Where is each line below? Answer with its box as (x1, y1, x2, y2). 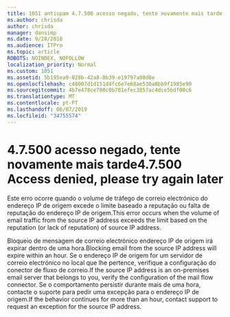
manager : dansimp (7, 29, 57, 36)
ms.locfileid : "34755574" (7, 112, 81, 119)
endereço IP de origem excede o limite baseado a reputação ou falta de (7, 201, 210, 210)
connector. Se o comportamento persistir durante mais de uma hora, (7, 280, 201, 289)
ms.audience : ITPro (7, 42, 63, 49)
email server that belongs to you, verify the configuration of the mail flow (7, 273, 214, 281)
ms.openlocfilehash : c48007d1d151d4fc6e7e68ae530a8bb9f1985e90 (7, 80, 192, 87)
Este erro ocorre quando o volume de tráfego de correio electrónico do (7, 194, 208, 202)
